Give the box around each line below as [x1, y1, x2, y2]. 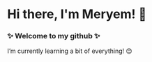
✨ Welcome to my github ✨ [7, 31, 100, 41]
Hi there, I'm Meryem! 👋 [7, 6, 147, 22]
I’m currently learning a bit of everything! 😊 [7, 47, 132, 55]
